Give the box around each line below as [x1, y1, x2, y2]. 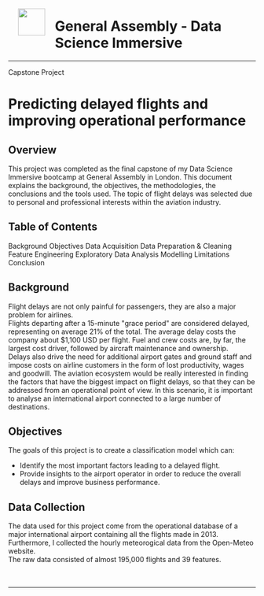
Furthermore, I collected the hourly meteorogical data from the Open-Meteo [8, 538, 254, 548]
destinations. [8, 402, 50, 411]
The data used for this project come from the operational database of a [8, 521, 238, 531]
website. [8, 546, 36, 556]
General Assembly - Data [54, 17, 222, 35]
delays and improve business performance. [19, 478, 160, 487]
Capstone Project [8, 67, 64, 76]
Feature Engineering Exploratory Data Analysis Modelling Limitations [8, 250, 230, 259]
